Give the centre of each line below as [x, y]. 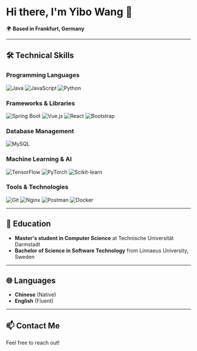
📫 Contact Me [33, 325]
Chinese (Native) [35, 295]
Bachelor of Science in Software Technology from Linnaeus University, [101, 250]
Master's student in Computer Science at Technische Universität [94, 238]
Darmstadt [27, 244]
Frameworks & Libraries [40, 103]
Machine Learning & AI [39, 159]
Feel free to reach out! [33, 343]
